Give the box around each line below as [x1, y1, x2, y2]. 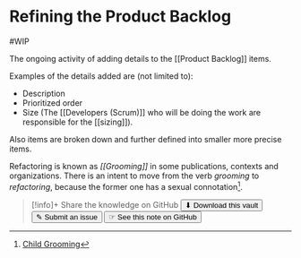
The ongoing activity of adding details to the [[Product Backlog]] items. [9, 53, 271, 64]
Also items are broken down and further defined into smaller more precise [9, 133, 282, 144]
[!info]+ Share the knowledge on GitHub [30, 199, 179, 210]
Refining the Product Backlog [9, 6, 231, 27]
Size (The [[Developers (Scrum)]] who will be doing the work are [21, 107, 262, 117]
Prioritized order [21, 97, 83, 108]
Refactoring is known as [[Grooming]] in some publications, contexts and [9, 160, 279, 171]
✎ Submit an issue [35, 212, 99, 221]
